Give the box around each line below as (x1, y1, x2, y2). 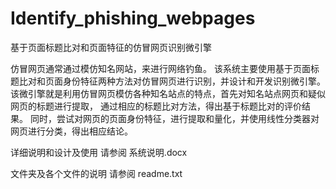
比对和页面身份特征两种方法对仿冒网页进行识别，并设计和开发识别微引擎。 (18, 75, 326, 87)
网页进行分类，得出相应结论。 (10, 125, 133, 137)
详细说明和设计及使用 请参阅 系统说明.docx (10, 146, 188, 158)
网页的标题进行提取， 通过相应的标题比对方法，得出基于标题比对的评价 (10, 100, 302, 112)
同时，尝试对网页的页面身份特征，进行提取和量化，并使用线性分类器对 (29, 112, 320, 124)
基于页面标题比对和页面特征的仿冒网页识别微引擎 (10, 41, 212, 53)
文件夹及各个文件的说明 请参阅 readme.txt (10, 167, 183, 179)
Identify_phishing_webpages (10, 7, 256, 30)
